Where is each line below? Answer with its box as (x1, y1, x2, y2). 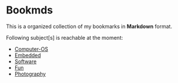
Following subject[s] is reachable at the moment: (6, 34, 124, 41)
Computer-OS (14, 45, 48, 53)
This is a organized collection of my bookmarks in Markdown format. (6, 23, 172, 30)
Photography (14, 70, 46, 77)
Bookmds (6, 4, 53, 17)
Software (14, 58, 37, 65)
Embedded (14, 51, 41, 58)
